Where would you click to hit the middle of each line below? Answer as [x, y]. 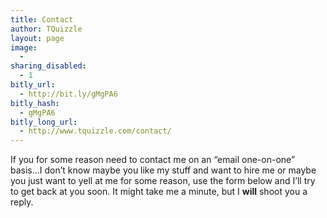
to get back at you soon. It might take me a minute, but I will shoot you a [159, 192]
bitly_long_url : [44, 122]
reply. [22, 202]
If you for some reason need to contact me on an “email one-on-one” [153, 160]
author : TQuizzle [46, 29]
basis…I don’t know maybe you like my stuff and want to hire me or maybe [163, 170]
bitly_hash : [35, 103]
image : [24, 47]
